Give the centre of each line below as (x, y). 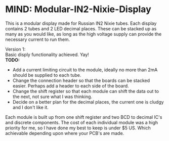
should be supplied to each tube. (47, 75)
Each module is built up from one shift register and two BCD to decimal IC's (84, 117)
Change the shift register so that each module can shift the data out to (86, 91)
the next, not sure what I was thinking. (52, 97)
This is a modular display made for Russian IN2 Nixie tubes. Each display (81, 23)
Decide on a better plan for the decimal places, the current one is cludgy (88, 102)
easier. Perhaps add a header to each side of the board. (71, 86)
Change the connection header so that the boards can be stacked (81, 80)
